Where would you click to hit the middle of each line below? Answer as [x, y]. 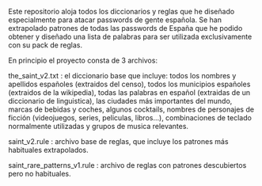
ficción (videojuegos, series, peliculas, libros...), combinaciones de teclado [130, 118]
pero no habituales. [40, 174]
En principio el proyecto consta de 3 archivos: [83, 60]
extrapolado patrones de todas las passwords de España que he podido [125, 28]
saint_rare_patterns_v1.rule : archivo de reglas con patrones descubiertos [127, 165]
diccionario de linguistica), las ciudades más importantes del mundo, [120, 101]
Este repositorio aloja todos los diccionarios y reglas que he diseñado [122, 11]
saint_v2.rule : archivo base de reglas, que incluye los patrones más [118, 141]
